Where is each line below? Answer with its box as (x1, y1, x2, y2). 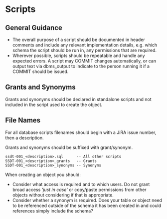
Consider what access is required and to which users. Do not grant (12, 181, 150, 187)
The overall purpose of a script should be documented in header (12, 36, 146, 42)
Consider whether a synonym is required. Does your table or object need (12, 197, 163, 203)
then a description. (5, 134, 44, 140)
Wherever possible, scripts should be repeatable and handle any (12, 52, 146, 58)
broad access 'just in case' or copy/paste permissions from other (12, 186, 147, 192)
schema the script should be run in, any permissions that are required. (12, 47, 157, 53)
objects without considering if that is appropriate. (12, 191, 114, 198)
